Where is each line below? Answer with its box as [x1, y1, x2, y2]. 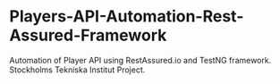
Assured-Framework [9, 25, 167, 46]
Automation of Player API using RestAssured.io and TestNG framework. [9, 55, 272, 65]
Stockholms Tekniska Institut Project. [9, 64, 146, 75]
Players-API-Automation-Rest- [9, 6, 244, 27]
